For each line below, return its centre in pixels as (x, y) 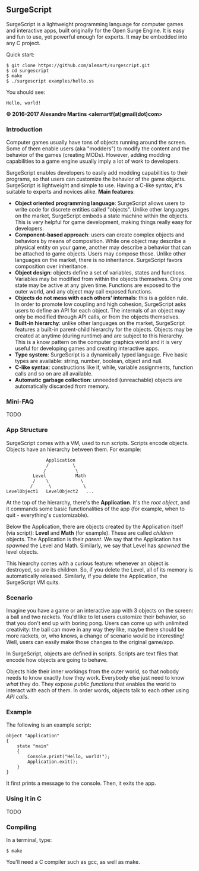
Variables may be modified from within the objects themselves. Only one (103, 279)
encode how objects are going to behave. (57, 660)
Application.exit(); (53, 762)
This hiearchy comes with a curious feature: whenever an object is (88, 563)
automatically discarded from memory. (62, 386)
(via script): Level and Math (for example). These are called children (90, 533)
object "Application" (33, 736)
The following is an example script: (49, 725)
